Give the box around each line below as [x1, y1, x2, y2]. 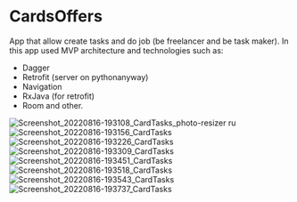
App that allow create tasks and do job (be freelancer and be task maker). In [9, 36, 289, 46]
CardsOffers [9, 6, 103, 27]
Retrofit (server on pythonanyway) [21, 71, 149, 82]
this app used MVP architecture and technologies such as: [9, 44, 224, 55]
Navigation [21, 81, 62, 92]
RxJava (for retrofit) [21, 91, 95, 101]
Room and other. [21, 100, 84, 110]
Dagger [21, 62, 51, 73]
